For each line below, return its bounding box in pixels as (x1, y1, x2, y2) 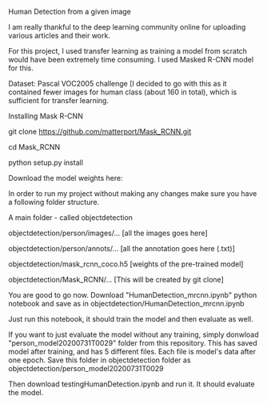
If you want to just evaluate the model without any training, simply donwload (8, 330, 259, 339)
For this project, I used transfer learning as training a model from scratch (8, 46, 248, 55)
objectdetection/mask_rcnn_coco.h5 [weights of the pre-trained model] (8, 259, 244, 269)
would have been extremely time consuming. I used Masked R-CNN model (8, 55, 254, 64)
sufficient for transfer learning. (8, 96, 110, 105)
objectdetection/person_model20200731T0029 (8, 364, 164, 373)
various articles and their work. (8, 31, 110, 40)
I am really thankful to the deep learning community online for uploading (8, 22, 246, 31)
